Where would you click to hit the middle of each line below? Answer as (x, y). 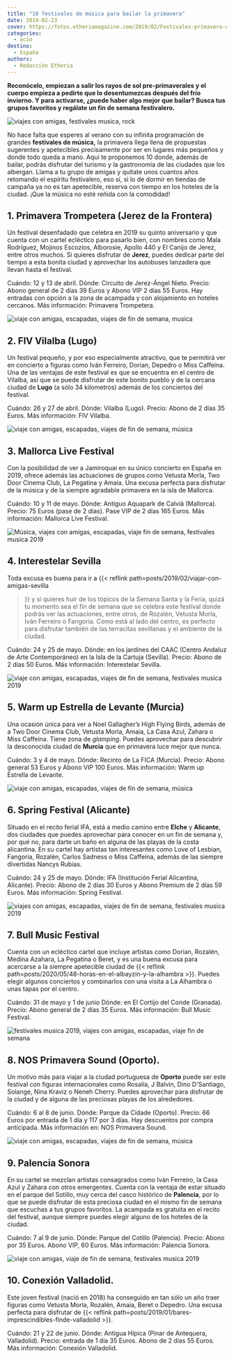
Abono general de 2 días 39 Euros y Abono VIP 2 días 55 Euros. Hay (105, 291)
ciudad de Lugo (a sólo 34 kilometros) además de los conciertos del (105, 387)
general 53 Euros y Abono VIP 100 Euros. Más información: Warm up (106, 767)
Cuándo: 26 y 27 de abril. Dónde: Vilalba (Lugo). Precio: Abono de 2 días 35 (116, 408)
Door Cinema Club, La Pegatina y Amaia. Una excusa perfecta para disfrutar (116, 483)
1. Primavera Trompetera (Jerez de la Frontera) (110, 216)
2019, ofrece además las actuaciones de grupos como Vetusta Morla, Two (114, 476)
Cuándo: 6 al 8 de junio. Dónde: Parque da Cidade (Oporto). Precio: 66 (109, 1112)
